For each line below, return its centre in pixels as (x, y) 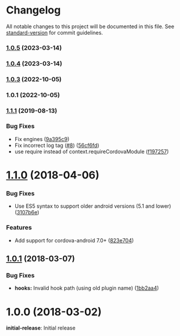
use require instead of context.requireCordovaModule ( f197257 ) (91, 151)
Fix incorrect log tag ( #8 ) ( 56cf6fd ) (57, 145)
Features (19, 228)
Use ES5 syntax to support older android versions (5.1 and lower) (93, 206)
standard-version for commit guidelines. (55, 32)
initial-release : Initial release (41, 328)
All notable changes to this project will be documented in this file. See (90, 26)
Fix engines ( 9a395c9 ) (42, 139)
